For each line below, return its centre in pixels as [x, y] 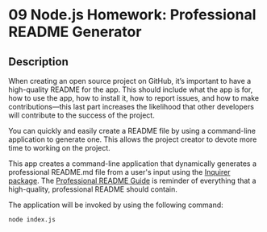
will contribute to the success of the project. [81, 115]
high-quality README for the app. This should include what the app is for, [131, 89]
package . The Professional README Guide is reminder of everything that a [132, 180]
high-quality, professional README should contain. [93, 189]
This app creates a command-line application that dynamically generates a [132, 164]
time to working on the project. [59, 148]
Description [38, 62]
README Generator [75, 32]
